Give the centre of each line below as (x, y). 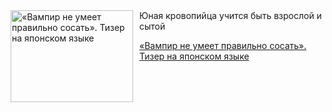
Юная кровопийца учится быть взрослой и (230, 15)
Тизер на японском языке (194, 56)
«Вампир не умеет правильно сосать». (223, 45)
